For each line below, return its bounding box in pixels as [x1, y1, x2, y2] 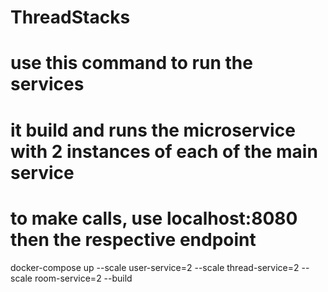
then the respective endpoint [10, 228, 257, 251]
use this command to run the [10, 52, 253, 75]
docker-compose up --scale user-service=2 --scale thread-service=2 [10, 261, 300, 273]
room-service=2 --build [34, 272, 133, 284]
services [10, 73, 85, 96]
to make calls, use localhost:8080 [10, 207, 298, 230]
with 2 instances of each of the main [10, 140, 318, 163]
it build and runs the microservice [10, 119, 296, 141]
